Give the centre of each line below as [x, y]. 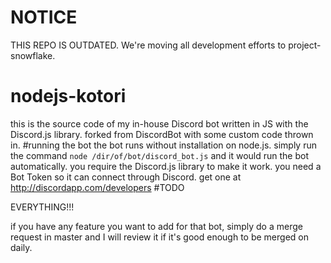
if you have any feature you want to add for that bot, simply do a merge [156, 226]
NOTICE [44, 17]
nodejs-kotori [68, 96]
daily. [21, 247]
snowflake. [33, 55]
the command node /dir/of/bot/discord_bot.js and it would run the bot [159, 155]
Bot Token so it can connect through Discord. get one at [126, 177]
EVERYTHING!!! [42, 207]
